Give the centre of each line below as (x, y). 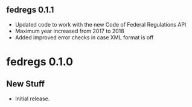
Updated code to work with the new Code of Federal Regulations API (101, 24)
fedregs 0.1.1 (30, 10)
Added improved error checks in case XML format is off (84, 37)
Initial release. (32, 99)
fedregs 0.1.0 (40, 62)
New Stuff (26, 84)
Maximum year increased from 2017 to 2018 (70, 31)
